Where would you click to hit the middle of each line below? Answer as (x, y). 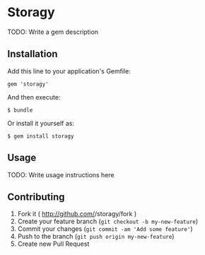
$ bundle (20, 110)
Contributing (36, 197)
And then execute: (34, 97)
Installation (33, 54)
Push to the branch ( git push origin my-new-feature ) (96, 237)
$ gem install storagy (41, 136)
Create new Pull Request (53, 244)
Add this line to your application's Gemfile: (69, 71)
